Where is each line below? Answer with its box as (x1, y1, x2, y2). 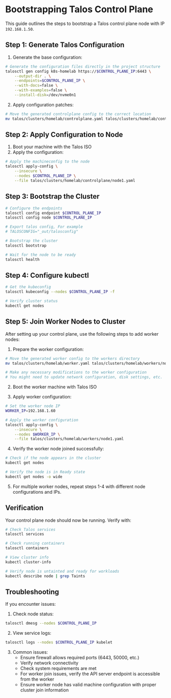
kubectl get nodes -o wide (5, 474, 63, 479)
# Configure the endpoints (5, 205, 63, 211)
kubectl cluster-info (5, 559, 51, 565)
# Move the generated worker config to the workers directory (5, 356, 140, 361)
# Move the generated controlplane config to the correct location (5, 111, 152, 117)
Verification (5, 503, 44, 513)
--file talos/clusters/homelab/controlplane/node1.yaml (14, 178, 136, 183)
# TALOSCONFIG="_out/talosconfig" (5, 229, 79, 234)
